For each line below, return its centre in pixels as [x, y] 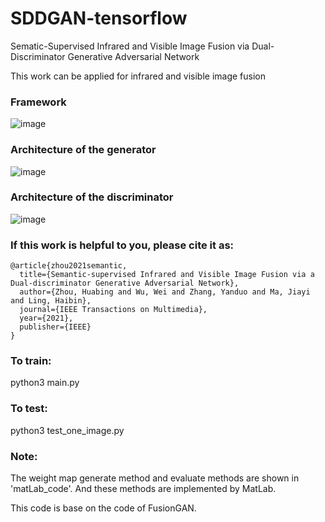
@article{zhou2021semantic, [69, 266]
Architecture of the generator [83, 150]
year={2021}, [46, 318]
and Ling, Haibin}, [51, 301]
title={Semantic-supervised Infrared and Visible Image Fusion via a [167, 275]
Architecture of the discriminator [92, 197]
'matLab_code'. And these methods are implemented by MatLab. [143, 489]
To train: [31, 361]
